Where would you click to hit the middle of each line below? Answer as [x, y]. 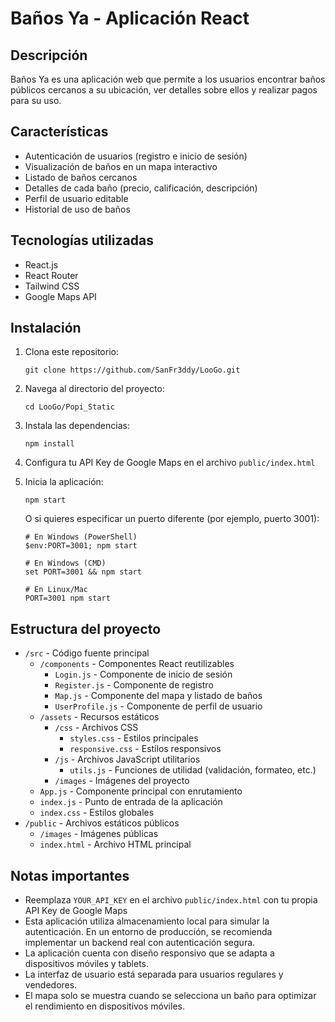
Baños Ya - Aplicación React [130, 18]
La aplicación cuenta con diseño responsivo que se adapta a [149, 953]
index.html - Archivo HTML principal [115, 844]
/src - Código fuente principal [87, 653]
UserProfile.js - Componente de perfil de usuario [158, 706]
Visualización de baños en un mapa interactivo [121, 166]
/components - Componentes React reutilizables [137, 664]
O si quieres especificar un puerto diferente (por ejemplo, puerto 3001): [172, 519]
